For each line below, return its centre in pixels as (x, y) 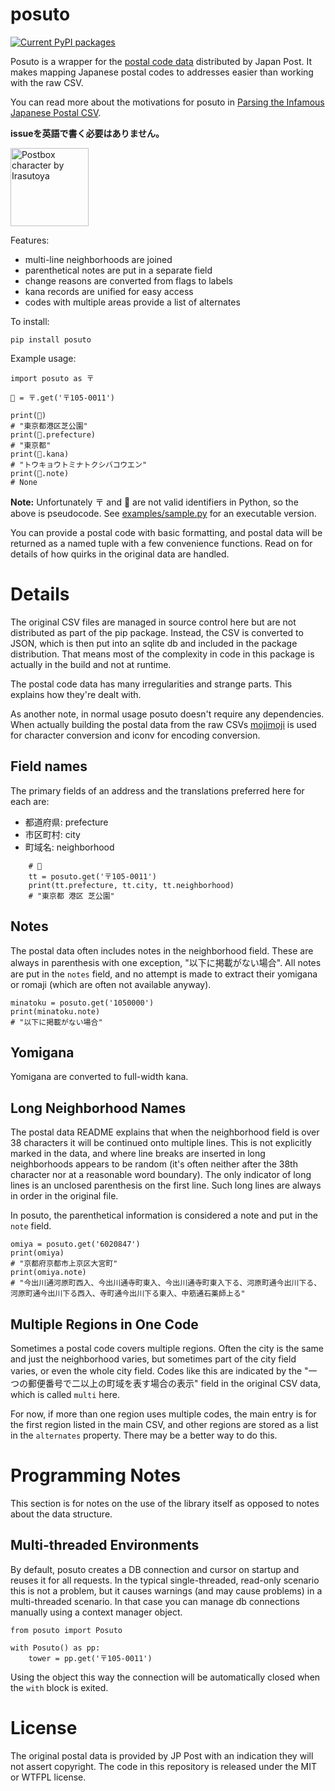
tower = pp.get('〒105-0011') (90, 1658)
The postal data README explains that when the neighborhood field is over (165, 1132)
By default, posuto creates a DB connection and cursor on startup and (155, 1569)
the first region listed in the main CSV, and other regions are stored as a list (164, 1424)
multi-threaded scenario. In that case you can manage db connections (155, 1601)
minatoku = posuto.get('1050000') (82, 1003)
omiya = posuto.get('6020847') (75, 1244)
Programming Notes (96, 1475)
